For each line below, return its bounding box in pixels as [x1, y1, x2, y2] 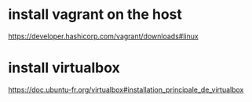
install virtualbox [8, 59, 120, 77]
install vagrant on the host [8, 5, 183, 24]
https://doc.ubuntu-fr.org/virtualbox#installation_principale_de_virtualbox [8, 85, 244, 94]
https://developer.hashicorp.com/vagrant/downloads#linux [8, 31, 199, 41]
